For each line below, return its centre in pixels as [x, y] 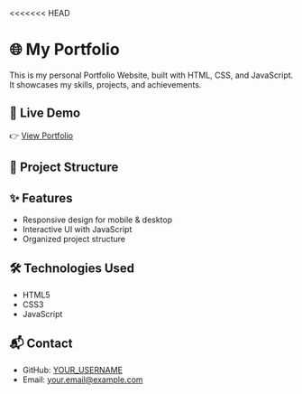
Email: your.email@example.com [82, 380]
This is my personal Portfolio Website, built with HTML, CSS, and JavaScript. [151, 75]
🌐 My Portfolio [64, 50]
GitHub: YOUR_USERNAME [73, 370]
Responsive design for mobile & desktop [97, 220]
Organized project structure [74, 239]
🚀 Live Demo [45, 113]
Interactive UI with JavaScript [77, 229]
